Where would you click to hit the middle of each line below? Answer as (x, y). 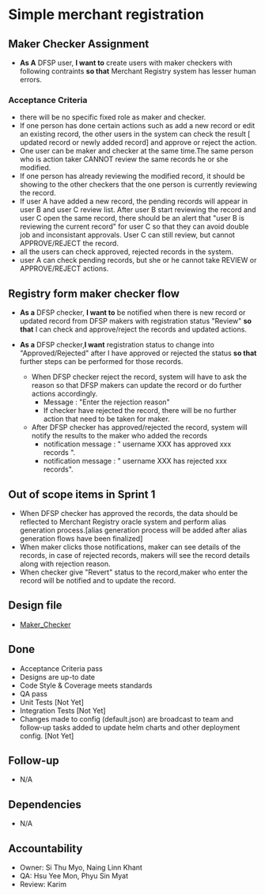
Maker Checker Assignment (79, 44)
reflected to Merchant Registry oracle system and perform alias (123, 521)
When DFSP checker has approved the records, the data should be (129, 513)
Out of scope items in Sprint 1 (82, 494)
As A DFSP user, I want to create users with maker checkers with (126, 63)
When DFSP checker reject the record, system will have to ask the (139, 377)
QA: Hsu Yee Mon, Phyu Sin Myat (74, 875)
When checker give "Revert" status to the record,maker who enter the (133, 572)
